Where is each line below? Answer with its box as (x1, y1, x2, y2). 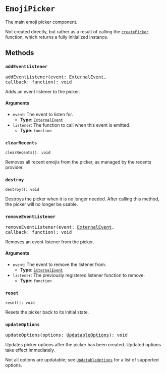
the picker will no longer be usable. (5, 201, 78, 207)
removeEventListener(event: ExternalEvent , (5, 224, 115, 230)
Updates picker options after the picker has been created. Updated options (5, 341, 161, 347)
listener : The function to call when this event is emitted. (12, 122, 131, 128)
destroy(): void (5, 187, 39, 192)
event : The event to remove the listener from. (12, 261, 106, 268)
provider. (5, 165, 24, 171)
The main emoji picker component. (5, 19, 78, 25)
